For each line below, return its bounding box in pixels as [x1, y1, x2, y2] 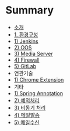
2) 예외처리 [13, 96, 40, 103]
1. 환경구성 [13, 31, 38, 38]
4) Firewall [13, 56, 40, 63]
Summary [5, 4, 54, 17]
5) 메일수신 [13, 119, 40, 126]
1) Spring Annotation [13, 89, 64, 97]
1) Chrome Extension [13, 76, 64, 83]
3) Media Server [13, 50, 53, 57]
